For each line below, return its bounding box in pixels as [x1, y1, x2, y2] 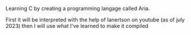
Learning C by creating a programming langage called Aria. [5, 5, 150, 12]
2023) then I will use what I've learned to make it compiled [5, 23, 149, 29]
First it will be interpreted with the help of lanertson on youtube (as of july [5, 16, 185, 23]
